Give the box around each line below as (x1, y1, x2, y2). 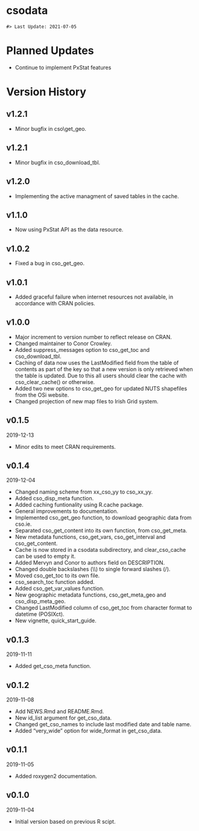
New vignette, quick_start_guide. (14, 617, 96, 624)
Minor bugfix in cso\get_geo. (14, 125, 86, 132)
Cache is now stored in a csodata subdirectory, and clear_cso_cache (14, 546, 186, 554)
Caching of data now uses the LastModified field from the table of (14, 359, 179, 366)
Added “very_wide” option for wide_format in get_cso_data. (14, 727, 162, 734)
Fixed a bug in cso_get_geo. (14, 260, 85, 267)
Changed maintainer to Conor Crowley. (14, 340, 112, 347)
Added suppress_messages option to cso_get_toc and (14, 346, 150, 353)
